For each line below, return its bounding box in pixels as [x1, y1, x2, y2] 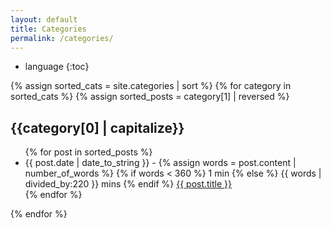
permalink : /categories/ [10, 33, 114, 43]
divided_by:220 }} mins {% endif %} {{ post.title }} [24, 178, 233, 190]
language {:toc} [24, 61, 90, 73]
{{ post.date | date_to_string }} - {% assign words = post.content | [24, 157, 297, 169]
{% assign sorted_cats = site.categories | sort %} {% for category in [10, 80, 292, 92]
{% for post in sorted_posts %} [24, 146, 153, 158]
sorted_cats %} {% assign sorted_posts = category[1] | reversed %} [10, 91, 290, 103]
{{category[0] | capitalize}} [10, 119, 185, 136]
